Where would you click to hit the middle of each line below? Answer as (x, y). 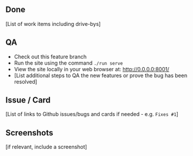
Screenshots (29, 133)
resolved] (26, 81)
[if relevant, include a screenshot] (46, 147)
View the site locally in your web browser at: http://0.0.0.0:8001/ (91, 69)
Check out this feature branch (50, 57)
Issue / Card (28, 100)
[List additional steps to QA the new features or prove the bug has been (101, 75)
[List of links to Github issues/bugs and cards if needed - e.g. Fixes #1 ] (92, 114)
